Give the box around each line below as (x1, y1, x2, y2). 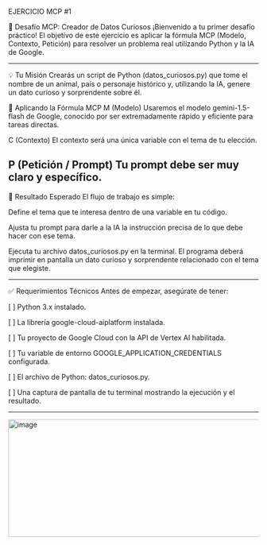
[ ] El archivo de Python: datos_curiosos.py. (8, 372, 150, 381)
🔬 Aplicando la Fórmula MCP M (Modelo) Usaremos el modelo (8, 103, 211, 112)
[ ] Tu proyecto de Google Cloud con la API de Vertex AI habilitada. (8, 333, 226, 342)
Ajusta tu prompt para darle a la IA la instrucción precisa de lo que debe (8, 222, 244, 232)
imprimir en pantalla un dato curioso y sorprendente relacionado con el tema (8, 254, 259, 265)
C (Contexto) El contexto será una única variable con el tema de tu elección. (8, 135, 257, 145)
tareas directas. (8, 120, 60, 129)
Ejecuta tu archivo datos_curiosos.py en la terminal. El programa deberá (8, 246, 244, 256)
